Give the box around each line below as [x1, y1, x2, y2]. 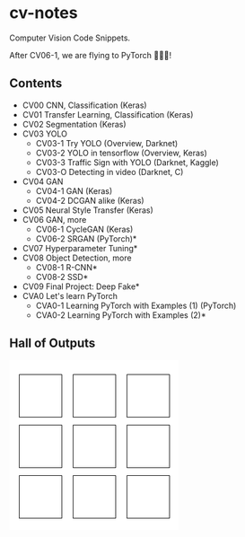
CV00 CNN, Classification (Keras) [22, 100, 147, 110]
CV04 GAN [22, 176, 64, 187]
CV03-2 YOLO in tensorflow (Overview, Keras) [35, 147, 208, 158]
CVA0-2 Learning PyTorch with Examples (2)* [35, 309, 206, 321]
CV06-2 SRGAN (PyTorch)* [35, 233, 137, 244]
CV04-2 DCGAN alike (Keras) [35, 195, 145, 206]
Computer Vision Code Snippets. [9, 32, 131, 43]
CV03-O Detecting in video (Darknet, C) [35, 166, 184, 177]
